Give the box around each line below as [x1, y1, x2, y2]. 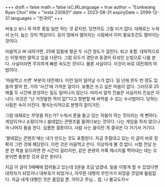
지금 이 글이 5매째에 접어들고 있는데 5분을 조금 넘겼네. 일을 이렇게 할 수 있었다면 [5, 164, 159, 170]
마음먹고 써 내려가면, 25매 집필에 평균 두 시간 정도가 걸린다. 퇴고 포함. [5, 49, 139, 54]
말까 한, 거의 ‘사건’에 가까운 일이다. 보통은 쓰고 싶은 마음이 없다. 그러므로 [14, 84, 153, 89]
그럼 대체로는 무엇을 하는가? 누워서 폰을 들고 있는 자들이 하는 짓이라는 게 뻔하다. [5, 113, 159, 118]
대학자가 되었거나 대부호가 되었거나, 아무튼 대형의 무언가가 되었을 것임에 [5, 170, 143, 176]
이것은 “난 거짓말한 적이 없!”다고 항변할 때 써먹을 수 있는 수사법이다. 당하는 [15, 96, 159, 101]
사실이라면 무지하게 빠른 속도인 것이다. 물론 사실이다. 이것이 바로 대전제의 [11, 61, 152, 66]
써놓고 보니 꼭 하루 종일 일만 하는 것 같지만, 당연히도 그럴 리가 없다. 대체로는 [5, 26, 151, 31]
